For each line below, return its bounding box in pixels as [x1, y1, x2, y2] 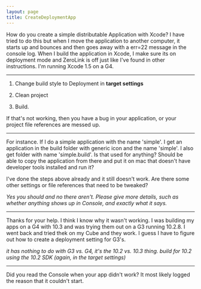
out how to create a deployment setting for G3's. [6, 236, 126, 243]
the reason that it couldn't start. [6, 277, 84, 284]
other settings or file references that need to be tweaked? [6, 181, 148, 188]
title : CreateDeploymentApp [6, 14, 77, 20]
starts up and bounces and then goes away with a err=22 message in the [6, 43, 187, 51]
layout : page [6, 8, 39, 15]
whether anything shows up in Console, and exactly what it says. [6, 199, 167, 206]
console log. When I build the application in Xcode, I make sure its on [6, 50, 176, 57]
